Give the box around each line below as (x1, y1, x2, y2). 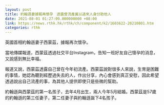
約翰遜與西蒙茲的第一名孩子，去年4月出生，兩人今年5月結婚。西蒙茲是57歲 (5, 89, 157, 95)
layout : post (5, 7, 32, 12)
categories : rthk (5, 25, 41, 30)
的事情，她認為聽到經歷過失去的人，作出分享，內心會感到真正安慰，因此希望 (5, 72, 159, 78)
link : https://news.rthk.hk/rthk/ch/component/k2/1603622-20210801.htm (5, 21, 154, 26)
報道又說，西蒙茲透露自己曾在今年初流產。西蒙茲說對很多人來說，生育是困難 (5, 66, 159, 72)
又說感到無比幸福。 (5, 56, 44, 62)
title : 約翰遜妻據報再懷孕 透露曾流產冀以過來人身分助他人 (5, 12, 111, 17)
